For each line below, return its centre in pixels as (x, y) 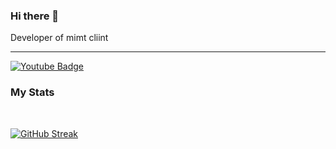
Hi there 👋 (35, 16)
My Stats (32, 92)
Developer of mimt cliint (59, 38)
